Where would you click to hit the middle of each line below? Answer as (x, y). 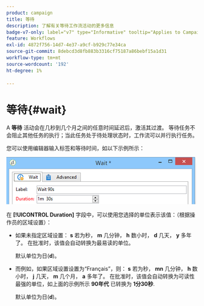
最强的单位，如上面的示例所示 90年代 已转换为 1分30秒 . (85, 284)
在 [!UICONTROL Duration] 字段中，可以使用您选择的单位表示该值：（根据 (98, 215)
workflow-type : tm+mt (34, 58)
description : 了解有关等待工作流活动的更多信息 (60, 26)
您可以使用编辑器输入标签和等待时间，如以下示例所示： (75, 148)
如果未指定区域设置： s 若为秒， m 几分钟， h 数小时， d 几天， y (97, 235)
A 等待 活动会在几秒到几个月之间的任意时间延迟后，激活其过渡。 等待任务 (98, 128)
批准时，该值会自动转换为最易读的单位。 (83, 243)
